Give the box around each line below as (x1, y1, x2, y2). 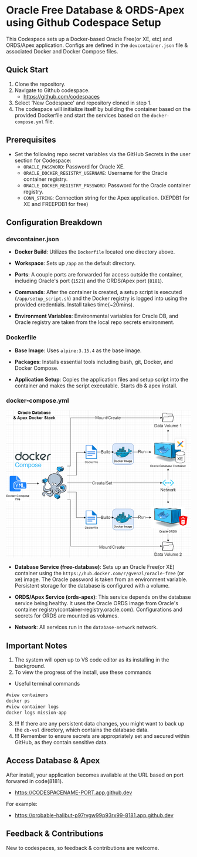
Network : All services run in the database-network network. (14, 623, 158, 631)
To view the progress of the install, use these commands (14, 669, 152, 676)
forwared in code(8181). (6, 777, 63, 784)
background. (14, 662, 46, 669)
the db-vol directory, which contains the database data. (14, 726, 149, 733)
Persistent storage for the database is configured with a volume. (14, 582, 170, 589)
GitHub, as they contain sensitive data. (14, 738, 108, 745)
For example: (6, 800, 38, 807)
